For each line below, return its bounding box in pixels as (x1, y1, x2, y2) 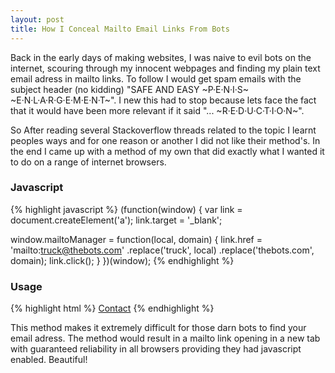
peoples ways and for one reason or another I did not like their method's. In (10, 134, 321, 146)
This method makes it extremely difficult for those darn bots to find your (10, 322, 307, 334)
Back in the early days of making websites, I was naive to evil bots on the (10, 51, 312, 63)
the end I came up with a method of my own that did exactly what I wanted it (10, 145, 325, 157)
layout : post (10, 14, 65, 25)
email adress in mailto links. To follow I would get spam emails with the (10, 72, 302, 85)
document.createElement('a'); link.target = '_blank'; (10, 214, 223, 226)
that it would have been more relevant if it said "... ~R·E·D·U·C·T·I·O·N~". (10, 104, 305, 116)
